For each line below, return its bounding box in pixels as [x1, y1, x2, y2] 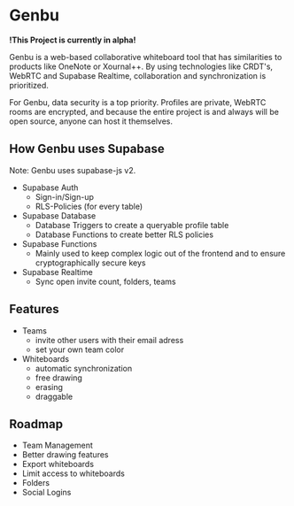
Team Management [21, 440, 93, 451]
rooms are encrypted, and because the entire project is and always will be [9, 106, 279, 117]
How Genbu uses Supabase [9, 142, 166, 157]
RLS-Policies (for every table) [35, 201, 143, 211]
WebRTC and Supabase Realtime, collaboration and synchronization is [9, 70, 267, 80]
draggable [35, 391, 73, 402]
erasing [35, 381, 64, 392]
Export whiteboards [21, 459, 95, 470]
